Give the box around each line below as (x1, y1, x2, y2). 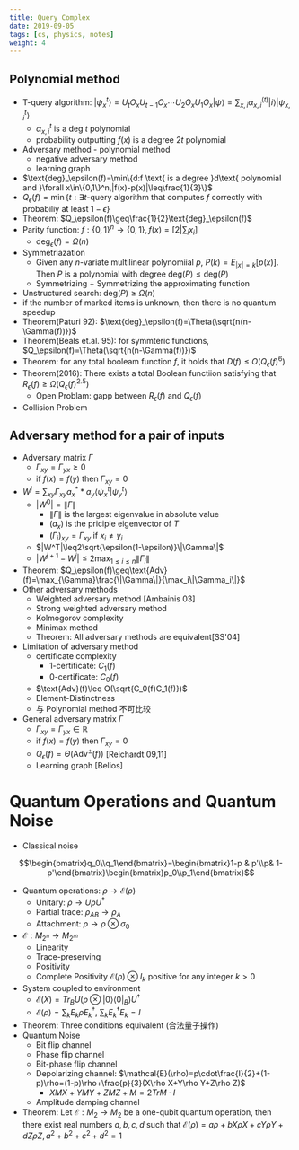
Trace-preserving (35, 952, 101, 962)
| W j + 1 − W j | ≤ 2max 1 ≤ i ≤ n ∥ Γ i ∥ (35, 551, 151, 566)
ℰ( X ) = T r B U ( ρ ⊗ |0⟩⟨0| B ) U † (35, 992, 141, 1006)
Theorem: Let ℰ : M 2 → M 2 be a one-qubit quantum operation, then (22, 1106, 272, 1119)
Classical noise (22, 840, 79, 851)
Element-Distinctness (35, 693, 115, 704)
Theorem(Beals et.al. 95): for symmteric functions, (22, 336, 209, 347)
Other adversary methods (22, 584, 119, 594)
